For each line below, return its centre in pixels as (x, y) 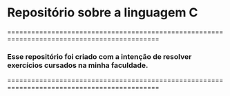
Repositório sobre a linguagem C (103, 13)
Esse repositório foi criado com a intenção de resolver (99, 56)
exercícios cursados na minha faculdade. (78, 65)
